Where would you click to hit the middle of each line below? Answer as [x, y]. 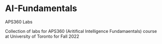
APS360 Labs [19, 22]
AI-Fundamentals [41, 8]
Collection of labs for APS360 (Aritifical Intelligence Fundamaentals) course [81, 31]
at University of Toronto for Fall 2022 [42, 36]
